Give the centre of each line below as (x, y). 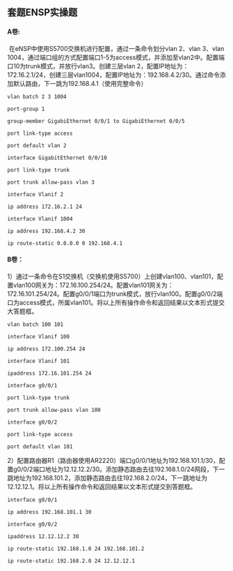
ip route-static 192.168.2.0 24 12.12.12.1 (71, 561)
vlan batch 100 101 (35, 324)
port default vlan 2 (37, 145)
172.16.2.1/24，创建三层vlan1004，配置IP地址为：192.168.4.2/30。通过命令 (114, 75)
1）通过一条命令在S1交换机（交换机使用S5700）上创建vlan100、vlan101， (112, 276)
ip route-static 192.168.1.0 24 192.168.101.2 (76, 549)
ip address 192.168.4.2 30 (46, 231)
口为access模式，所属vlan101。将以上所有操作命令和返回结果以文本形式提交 (116, 302)
